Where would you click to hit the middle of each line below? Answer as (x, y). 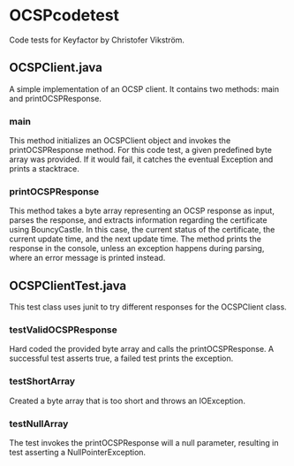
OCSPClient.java (56, 68)
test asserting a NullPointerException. (78, 453)
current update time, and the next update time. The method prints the (136, 239)
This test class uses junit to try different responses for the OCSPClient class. (148, 307)
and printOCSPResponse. (55, 98)
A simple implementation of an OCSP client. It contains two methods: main (144, 88)
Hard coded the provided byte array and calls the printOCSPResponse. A (142, 349)
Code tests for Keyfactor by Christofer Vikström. (97, 40)
